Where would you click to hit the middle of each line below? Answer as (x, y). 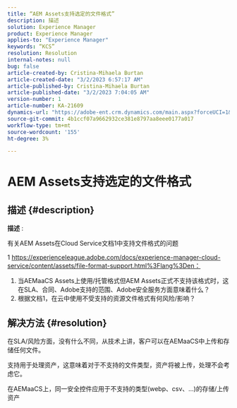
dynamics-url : (28, 112)
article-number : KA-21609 (45, 106)
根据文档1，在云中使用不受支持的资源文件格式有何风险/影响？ (107, 299)
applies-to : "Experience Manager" (58, 40)
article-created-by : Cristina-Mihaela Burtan (75, 73)
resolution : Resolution (42, 54)
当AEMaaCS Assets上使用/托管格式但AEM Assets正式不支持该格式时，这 (123, 281)
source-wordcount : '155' (44, 132)
